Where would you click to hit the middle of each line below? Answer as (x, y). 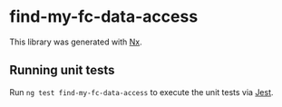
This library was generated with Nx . (76, 42)
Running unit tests (62, 70)
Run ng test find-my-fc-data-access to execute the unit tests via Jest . (141, 92)
